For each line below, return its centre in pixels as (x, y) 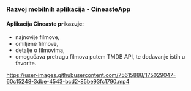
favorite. (26, 64)
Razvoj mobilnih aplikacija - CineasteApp (69, 9)
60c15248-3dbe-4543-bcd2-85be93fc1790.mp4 (68, 82)
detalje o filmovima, (40, 50)
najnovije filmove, (37, 37)
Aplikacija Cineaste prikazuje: (45, 24)
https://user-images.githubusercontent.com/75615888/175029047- (91, 75)
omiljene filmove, (37, 44)
